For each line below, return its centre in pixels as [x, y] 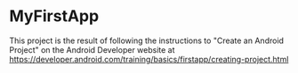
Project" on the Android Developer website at [92, 49]
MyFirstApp [54, 16]
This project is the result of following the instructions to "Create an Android [147, 40]
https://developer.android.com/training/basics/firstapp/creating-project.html [149, 59]
